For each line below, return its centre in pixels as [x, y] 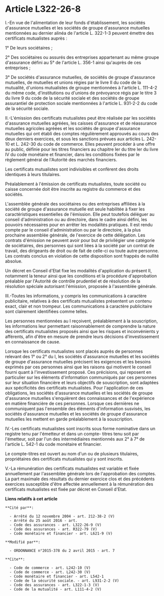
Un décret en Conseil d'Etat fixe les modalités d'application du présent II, [79, 270]
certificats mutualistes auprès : [36, 38]
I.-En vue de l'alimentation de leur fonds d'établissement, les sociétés [75, 23]
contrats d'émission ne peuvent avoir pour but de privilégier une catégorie [80, 240]
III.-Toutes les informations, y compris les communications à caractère [76, 296]
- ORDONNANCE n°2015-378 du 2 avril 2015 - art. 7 [62, 550]
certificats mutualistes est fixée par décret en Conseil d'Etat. [66, 489]
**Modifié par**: [23, 542]
